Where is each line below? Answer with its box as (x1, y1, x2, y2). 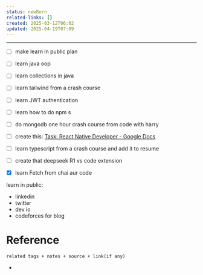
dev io (14, 205, 31, 213)
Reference (6, 233, 59, 247)
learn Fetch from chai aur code (14, 169, 92, 176)
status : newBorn (6, 8, 47, 15)
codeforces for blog (14, 212, 65, 219)
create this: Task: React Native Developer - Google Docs (14, 132, 156, 140)
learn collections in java (14, 72, 74, 79)
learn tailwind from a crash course (14, 84, 101, 91)
